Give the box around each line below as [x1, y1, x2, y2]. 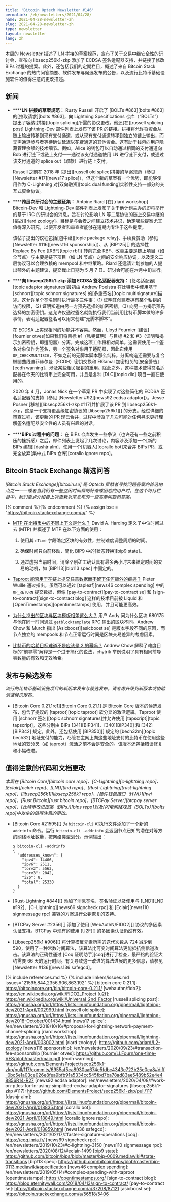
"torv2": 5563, [22, 866, 54, 871]
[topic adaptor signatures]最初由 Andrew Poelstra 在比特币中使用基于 [12, 284, 158, 290]
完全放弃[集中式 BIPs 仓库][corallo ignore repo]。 [12, 450, 115, 456]
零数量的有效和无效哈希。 [12, 655, 66, 661]
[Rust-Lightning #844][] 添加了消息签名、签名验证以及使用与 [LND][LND [12, 898, 164, 904]
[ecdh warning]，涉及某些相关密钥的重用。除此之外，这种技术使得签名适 [12, 365, 165, 371]
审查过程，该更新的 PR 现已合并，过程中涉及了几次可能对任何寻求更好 [12, 414, 159, 420]
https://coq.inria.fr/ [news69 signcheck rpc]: [5, 1137, 98, 1143]
